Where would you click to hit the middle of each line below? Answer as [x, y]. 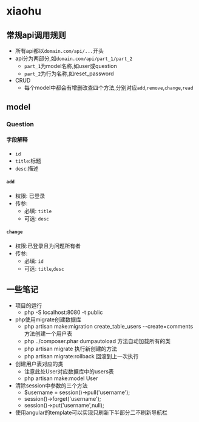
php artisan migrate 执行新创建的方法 [70, 349]
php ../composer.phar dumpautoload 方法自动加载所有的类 [97, 341]
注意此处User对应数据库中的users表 [69, 371]
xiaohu [24, 11]
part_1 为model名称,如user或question [70, 66]
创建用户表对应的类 [39, 364]
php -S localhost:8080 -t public [63, 312]
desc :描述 [27, 168]
